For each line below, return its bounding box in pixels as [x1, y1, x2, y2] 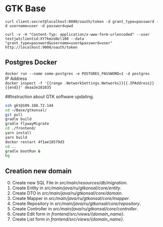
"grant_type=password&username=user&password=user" [5, 40, 113, 46]
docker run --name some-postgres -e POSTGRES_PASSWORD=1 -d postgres [5, 71, 150, 76]
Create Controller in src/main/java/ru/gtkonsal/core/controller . [12, 206, 138, 212]
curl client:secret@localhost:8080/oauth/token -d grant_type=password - [5, 19, 159, 24]
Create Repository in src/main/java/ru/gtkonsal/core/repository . [12, 201, 141, 206]
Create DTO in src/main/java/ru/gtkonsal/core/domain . [12, 190, 123, 196]
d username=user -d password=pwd [5, 23, 73, 28]
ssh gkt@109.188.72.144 [5, 103, 54, 108]
